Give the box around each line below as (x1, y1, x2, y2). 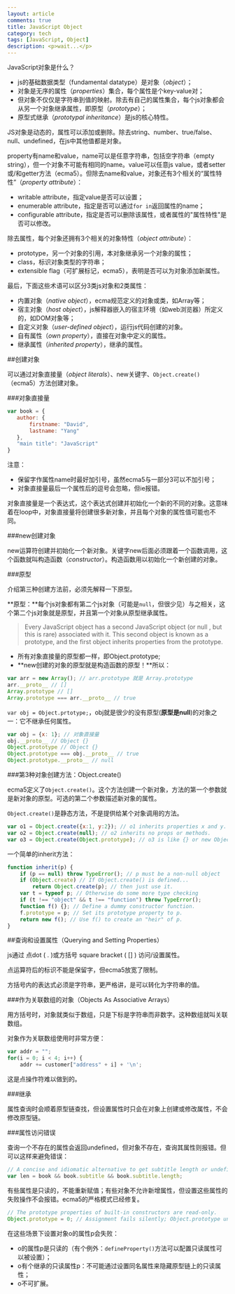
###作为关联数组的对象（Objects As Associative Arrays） (7, 996, 173, 1004)
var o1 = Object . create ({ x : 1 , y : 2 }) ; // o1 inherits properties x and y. (7, 823, 227, 830)
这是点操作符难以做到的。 (7, 1075, 81, 1083)
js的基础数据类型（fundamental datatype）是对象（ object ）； (17, 78, 193, 86)
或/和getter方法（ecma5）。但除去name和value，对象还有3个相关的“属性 (7, 169, 216, 178)
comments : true (7, 17, 52, 24)
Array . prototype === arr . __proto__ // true (7, 694, 136, 702)
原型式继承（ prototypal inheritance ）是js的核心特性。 (17, 113, 173, 121)
